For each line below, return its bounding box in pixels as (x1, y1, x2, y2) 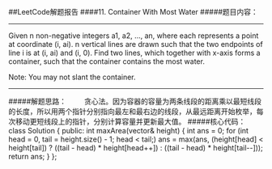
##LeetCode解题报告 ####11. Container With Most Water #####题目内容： (8, 7, 259, 16)
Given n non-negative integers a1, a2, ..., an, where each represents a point (8, 31, 259, 40)
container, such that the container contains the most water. (8, 57, 205, 66)
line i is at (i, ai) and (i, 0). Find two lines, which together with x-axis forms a (8, 48, 261, 57)
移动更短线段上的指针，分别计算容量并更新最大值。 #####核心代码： (15, 116, 246, 126)
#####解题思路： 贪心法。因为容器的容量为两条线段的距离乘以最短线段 (8, 96, 261, 106)
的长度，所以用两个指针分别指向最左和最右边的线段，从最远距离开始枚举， (8, 107, 257, 116)
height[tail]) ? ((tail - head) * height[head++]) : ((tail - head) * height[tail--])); (8, 143, 263, 152)
